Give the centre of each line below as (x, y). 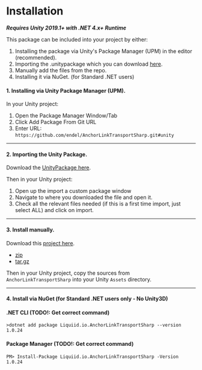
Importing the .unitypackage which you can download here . (89, 64)
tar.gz (22, 261)
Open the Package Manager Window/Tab (66, 116)
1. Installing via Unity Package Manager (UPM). (66, 90)
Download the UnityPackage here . (49, 168)
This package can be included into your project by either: (77, 39)
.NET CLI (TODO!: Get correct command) (58, 312)
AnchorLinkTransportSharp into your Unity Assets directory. (79, 279)
